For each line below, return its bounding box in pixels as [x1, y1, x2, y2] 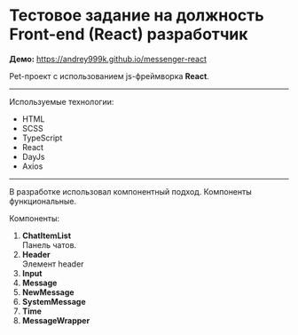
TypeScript [21, 132, 63, 143]
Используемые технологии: [9, 96, 114, 107]
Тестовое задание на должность [9, 5, 264, 26]
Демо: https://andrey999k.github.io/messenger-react [9, 53, 207, 64]
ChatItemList [21, 230, 72, 241]
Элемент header [21, 259, 84, 269]
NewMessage [21, 286, 74, 298]
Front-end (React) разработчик [9, 24, 248, 44]
